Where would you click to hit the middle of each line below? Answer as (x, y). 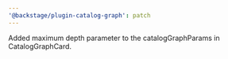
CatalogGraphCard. (40, 46)
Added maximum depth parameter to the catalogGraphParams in (114, 38)
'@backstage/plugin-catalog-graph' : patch (79, 15)
